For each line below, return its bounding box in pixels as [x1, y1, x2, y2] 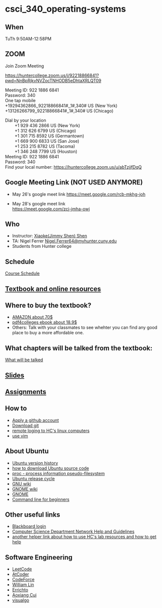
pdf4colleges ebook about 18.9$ [12, 319, 77, 326]
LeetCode [12, 566, 32, 572]
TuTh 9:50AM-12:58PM [5, 36, 52, 42]
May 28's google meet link [12, 200, 66, 206]
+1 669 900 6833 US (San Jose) [14, 138, 79, 144]
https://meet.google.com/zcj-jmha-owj [12, 206, 90, 212]
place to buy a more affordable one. [12, 330, 84, 336]
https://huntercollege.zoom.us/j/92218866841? [5, 72, 99, 78]
